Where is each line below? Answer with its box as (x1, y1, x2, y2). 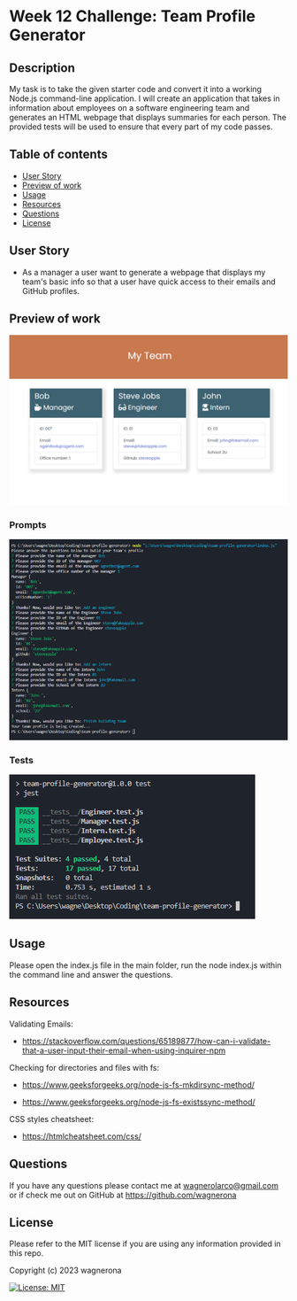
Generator (9, 25, 86, 45)
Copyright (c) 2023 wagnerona (9, 1265, 122, 1276)
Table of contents (9, 147, 108, 162)
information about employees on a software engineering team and (9, 103, 250, 112)
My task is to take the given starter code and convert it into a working (9, 84, 263, 94)
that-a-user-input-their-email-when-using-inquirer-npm (21, 1045, 226, 1056)
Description (9, 60, 75, 75)
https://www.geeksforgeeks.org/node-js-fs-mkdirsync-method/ (21, 1079, 255, 1090)
